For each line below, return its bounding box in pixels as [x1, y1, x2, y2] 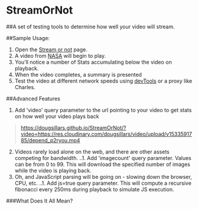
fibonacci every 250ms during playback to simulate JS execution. [14, 185, 174, 192]
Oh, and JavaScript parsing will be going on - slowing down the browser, [14, 173, 192, 180]
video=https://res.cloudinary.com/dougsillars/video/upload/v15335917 [20, 130, 192, 138]
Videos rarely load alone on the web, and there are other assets [14, 148, 170, 155]
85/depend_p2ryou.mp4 [20, 136, 80, 143]
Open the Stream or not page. [14, 45, 87, 53]
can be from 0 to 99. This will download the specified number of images [14, 161, 190, 168]
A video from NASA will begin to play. [14, 52, 106, 59]
